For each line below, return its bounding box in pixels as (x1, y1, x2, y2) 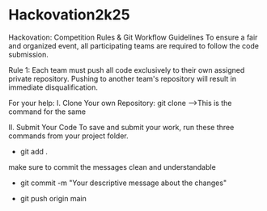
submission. (8, 49, 49, 59)
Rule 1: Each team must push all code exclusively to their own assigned (8, 65, 245, 74)
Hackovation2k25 (8, 6, 131, 24)
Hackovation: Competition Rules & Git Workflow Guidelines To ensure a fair (8, 32, 258, 42)
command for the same (8, 107, 87, 116)
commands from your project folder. (8, 131, 129, 141)
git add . (19, 146, 49, 156)
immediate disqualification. (8, 82, 99, 92)
